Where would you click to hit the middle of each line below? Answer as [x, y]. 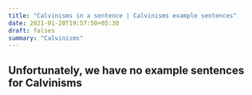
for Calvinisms [45, 83]
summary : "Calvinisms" [46, 38]
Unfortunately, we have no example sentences [126, 70]
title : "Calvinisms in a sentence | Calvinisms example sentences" [123, 16]
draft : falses [32, 30]
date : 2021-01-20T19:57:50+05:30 [64, 23]
